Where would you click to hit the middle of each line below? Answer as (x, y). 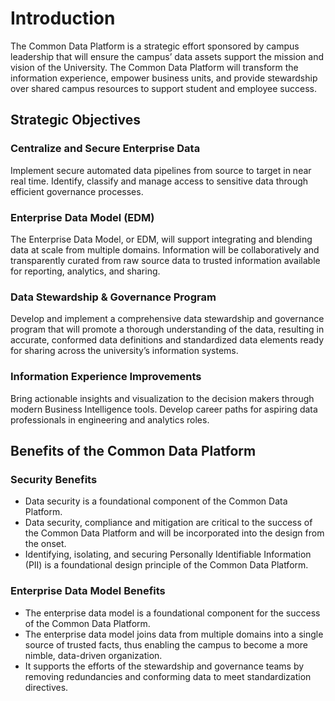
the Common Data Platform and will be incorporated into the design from (174, 533)
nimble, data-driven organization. (93, 655)
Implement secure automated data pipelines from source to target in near (161, 170)
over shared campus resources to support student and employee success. (163, 88)
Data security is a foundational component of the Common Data (156, 501)
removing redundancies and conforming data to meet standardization (168, 676)
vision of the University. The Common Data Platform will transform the (154, 67)
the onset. (45, 544)
